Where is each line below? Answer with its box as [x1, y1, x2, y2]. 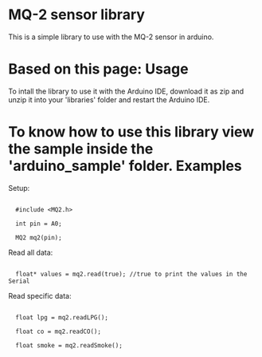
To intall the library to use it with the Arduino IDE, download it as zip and [8, 86, 244, 96]
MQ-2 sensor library [8, 6, 146, 24]
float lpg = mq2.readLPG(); [15, 313, 109, 321]
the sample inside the [8, 140, 154, 158]
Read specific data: [8, 291, 72, 300]
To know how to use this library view [8, 123, 255, 141]
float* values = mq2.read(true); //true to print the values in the [15, 270, 248, 278]
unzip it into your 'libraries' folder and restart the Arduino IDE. [8, 94, 210, 105]
